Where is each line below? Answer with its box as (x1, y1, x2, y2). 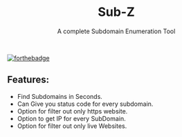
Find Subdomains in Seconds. (17, 92, 102, 100)
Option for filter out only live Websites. (17, 122, 127, 130)
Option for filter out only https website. (17, 107, 128, 115)
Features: (7, 74, 50, 86)
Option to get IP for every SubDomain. (17, 114, 126, 122)
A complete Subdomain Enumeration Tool (57, 27, 176, 35)
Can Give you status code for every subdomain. (17, 100, 154, 108)
